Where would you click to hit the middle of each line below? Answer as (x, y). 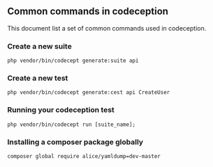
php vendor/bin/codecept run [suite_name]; (72, 125)
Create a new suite (39, 46)
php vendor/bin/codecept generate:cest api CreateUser (89, 93)
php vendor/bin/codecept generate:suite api (73, 61)
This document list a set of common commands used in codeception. (107, 28)
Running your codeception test (61, 110)
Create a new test (38, 78)
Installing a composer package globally (75, 142)
